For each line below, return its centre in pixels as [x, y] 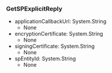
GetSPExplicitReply [34, 9]
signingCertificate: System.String [55, 46]
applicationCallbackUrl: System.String [60, 22]
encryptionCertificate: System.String [59, 34]
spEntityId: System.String [45, 59]
